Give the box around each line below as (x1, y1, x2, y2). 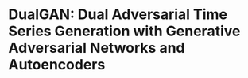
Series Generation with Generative (8, 22, 241, 40)
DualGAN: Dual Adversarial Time (8, 6, 228, 24)
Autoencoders (8, 56, 106, 74)
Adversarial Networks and (8, 39, 185, 57)
